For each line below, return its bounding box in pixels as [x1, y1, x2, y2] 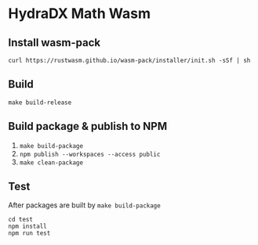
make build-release [8, 99, 72, 106]
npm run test [8, 229, 51, 237]
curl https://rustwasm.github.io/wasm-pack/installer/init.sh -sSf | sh [8, 56, 251, 64]
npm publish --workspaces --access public [19, 150, 161, 158]
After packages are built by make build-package [8, 200, 161, 210]
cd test [8, 216, 34, 224]
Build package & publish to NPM [8, 120, 168, 133]
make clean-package [19, 158, 84, 167]
